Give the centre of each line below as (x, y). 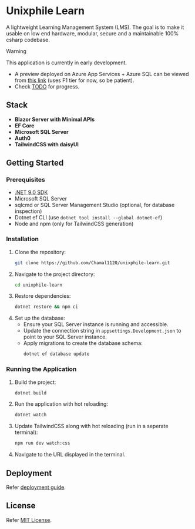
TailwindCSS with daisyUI (47, 144)
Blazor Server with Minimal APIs (55, 119)
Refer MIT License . (29, 520)
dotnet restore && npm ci (46, 307)
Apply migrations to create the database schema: (83, 343)
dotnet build (31, 393)
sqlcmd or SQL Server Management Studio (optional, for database (95, 205)
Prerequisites (26, 180)
